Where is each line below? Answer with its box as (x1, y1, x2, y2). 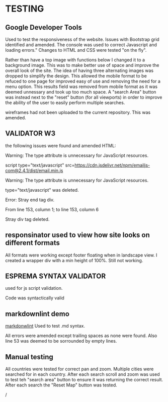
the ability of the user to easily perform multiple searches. (5, 100, 125, 106)
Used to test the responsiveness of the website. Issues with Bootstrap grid (5, 36, 159, 42)
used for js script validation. (5, 285, 63, 291)
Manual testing (5, 353, 54, 361)
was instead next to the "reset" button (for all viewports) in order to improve (5, 94, 162, 100)
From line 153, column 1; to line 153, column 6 (5, 206, 99, 212)
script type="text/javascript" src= (5, 162, 75, 168)
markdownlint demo (5, 309, 69, 318)
